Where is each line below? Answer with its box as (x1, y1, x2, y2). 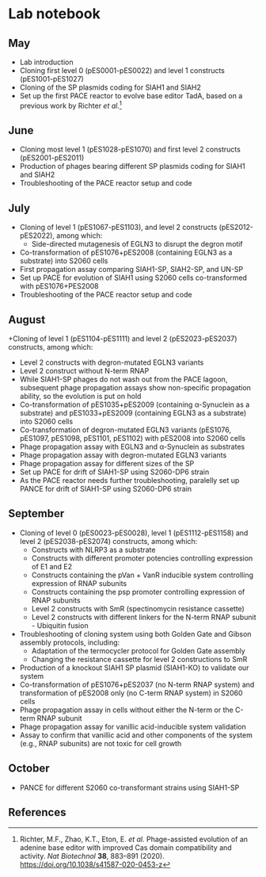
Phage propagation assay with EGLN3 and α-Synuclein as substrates (19, 442, 245, 452)
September (8, 507, 65, 520)
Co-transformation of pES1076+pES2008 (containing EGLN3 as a (19, 247, 233, 258)
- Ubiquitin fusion (31, 620, 89, 630)
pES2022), (19, 231, 55, 240)
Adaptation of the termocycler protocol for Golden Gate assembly (31, 645, 245, 655)
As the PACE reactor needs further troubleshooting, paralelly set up (19, 476, 240, 485)
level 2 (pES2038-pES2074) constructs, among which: (19, 536, 198, 546)
